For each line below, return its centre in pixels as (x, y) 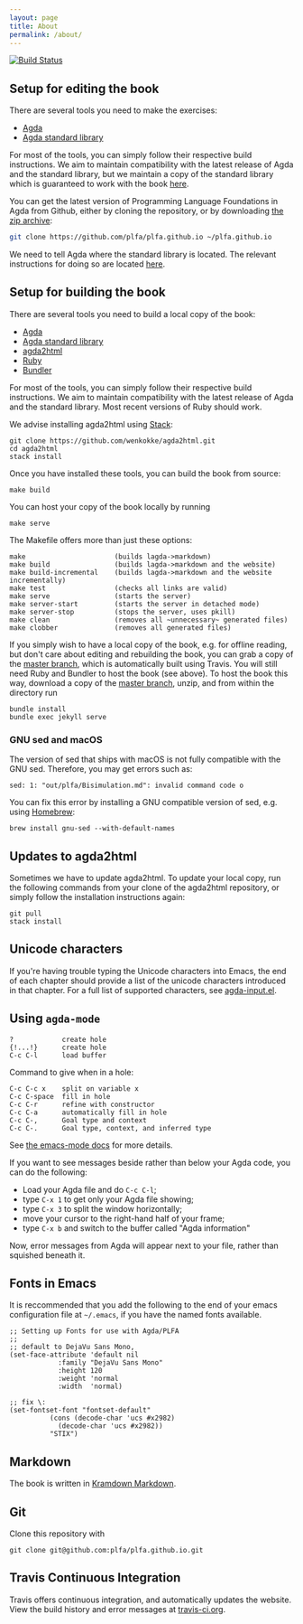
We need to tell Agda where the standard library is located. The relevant (143, 255)
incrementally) (38, 580)
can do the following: (48, 1172)
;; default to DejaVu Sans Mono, (72, 1347)
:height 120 (80, 1371)
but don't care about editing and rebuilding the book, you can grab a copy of (151, 654)
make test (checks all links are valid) (119, 588)
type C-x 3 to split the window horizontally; (102, 1208)
